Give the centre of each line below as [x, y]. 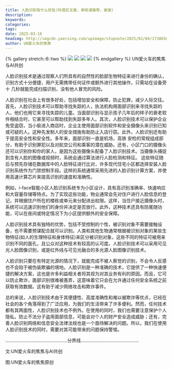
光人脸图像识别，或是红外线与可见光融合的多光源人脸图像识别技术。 [77, 250]
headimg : [15, 39]
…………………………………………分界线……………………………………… [72, 340]
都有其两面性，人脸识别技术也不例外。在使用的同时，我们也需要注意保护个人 [86, 310]
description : [19, 15]
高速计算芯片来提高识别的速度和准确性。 [52, 177]
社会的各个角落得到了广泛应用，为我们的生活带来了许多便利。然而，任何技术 [86, 304]
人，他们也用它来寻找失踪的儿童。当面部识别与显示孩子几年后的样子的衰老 [84, 112]
